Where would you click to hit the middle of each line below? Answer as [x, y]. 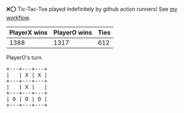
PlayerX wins [28, 32]
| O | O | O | [27, 99]
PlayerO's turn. [25, 57]
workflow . [18, 18]
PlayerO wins [73, 32]
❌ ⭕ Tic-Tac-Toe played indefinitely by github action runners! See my [92, 9]
